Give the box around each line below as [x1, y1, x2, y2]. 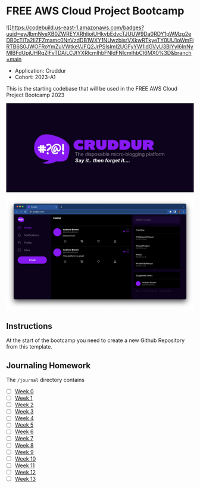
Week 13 [14, 475, 36, 482]
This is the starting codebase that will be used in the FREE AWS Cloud [6, 85, 177, 92]
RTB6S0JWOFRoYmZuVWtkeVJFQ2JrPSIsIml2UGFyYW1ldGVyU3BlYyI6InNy [6, 43, 193, 50]
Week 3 [14, 408, 34, 415]
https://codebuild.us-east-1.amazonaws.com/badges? [11, 24, 145, 31]
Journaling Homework [6, 360, 91, 371]
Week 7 [14, 435, 34, 442]
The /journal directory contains [6, 377, 85, 384]
